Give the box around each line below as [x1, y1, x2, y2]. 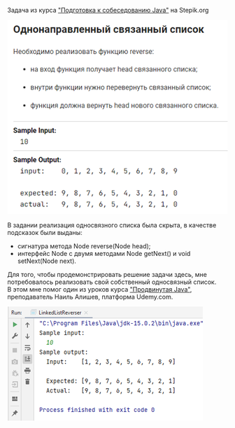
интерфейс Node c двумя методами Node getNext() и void [17, 249, 191, 257]
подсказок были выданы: [7, 228, 83, 236]
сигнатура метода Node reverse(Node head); [17, 241, 151, 250]
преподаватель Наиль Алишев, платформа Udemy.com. [7, 292, 173, 301]
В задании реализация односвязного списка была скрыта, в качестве [7, 220, 217, 229]
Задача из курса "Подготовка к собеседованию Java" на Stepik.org [7, 6, 209, 14]
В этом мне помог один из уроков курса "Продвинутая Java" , [7, 285, 192, 293]
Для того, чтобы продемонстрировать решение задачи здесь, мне [7, 270, 208, 278]
